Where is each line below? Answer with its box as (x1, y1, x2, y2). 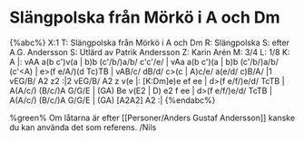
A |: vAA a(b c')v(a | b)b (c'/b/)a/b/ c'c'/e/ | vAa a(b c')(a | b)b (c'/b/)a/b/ (9, 56, 279, 67)
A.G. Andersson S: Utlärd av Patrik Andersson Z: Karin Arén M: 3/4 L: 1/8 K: (9, 46, 290, 57)
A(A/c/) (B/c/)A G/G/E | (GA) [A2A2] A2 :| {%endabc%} (9, 94, 216, 106)
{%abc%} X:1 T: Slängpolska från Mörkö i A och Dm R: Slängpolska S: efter (9, 37, 290, 48)
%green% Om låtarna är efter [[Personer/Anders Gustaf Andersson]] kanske (9, 112, 296, 123)
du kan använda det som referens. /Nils (9, 121, 157, 133)
